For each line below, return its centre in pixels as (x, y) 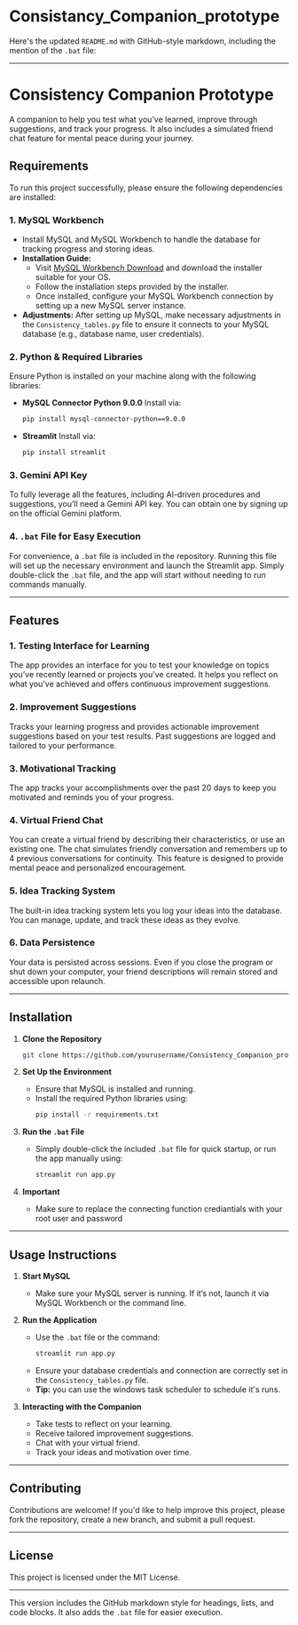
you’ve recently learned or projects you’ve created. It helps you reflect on (144, 675)
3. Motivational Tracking (63, 768)
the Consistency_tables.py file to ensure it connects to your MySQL (145, 324)
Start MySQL (46, 1277)
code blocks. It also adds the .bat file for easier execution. (116, 1612)
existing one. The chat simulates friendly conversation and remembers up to (149, 849)
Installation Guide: (56, 258)
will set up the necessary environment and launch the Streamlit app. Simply (147, 565)
